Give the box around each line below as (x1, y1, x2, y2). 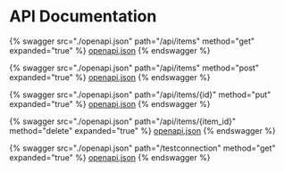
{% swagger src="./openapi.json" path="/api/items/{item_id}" (9, 116, 237, 127)
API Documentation (9, 6, 157, 27)
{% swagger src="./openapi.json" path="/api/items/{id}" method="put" (9, 89, 271, 100)
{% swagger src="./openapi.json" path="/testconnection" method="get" (9, 143, 276, 153)
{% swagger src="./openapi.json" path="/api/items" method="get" (9, 36, 255, 46)
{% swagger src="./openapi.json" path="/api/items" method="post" (9, 62, 259, 73)
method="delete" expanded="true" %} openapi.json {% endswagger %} (9, 125, 276, 135)
